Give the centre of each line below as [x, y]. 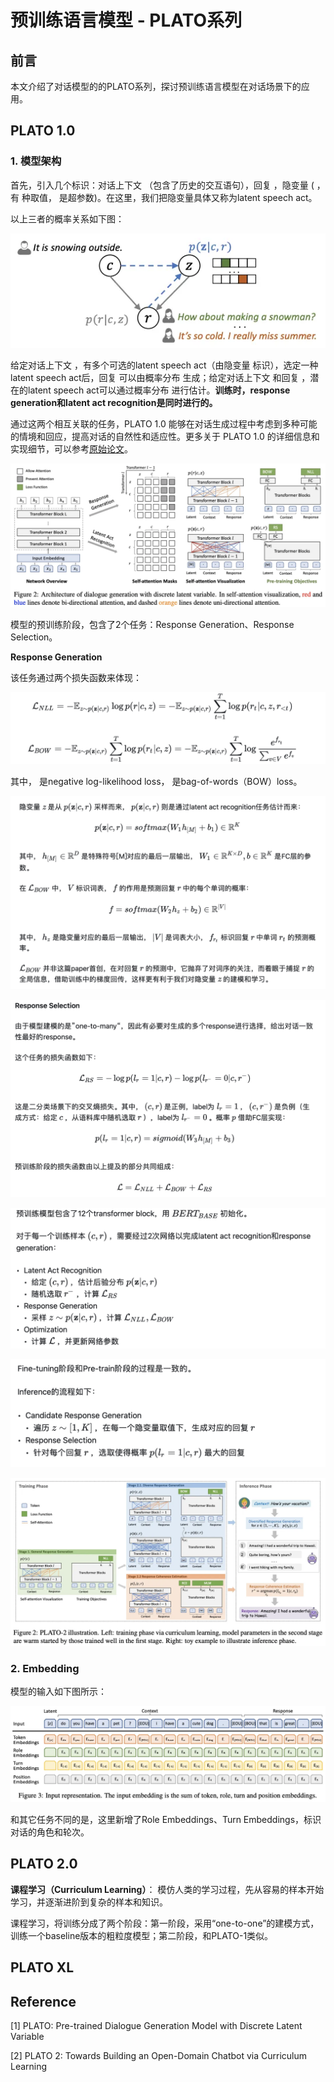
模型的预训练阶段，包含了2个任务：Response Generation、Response [152, 625]
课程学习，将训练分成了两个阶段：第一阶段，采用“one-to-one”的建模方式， [165, 1923]
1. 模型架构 [36, 161]
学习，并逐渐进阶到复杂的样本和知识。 [89, 1902]
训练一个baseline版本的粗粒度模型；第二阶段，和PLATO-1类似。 [142, 1935]
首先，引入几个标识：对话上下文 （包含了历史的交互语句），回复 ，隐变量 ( [162, 185]
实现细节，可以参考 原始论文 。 [71, 449]
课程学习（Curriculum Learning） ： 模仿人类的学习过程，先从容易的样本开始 [167, 1889]
